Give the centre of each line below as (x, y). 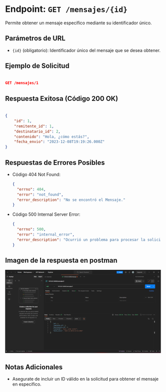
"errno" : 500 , (31, 229)
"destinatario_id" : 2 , (37, 131)
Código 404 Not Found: (36, 174)
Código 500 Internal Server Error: (46, 214)
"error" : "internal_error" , (46, 235)
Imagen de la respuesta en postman (61, 261)
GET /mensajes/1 (22, 83)
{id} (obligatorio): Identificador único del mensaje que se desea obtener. (86, 50)
